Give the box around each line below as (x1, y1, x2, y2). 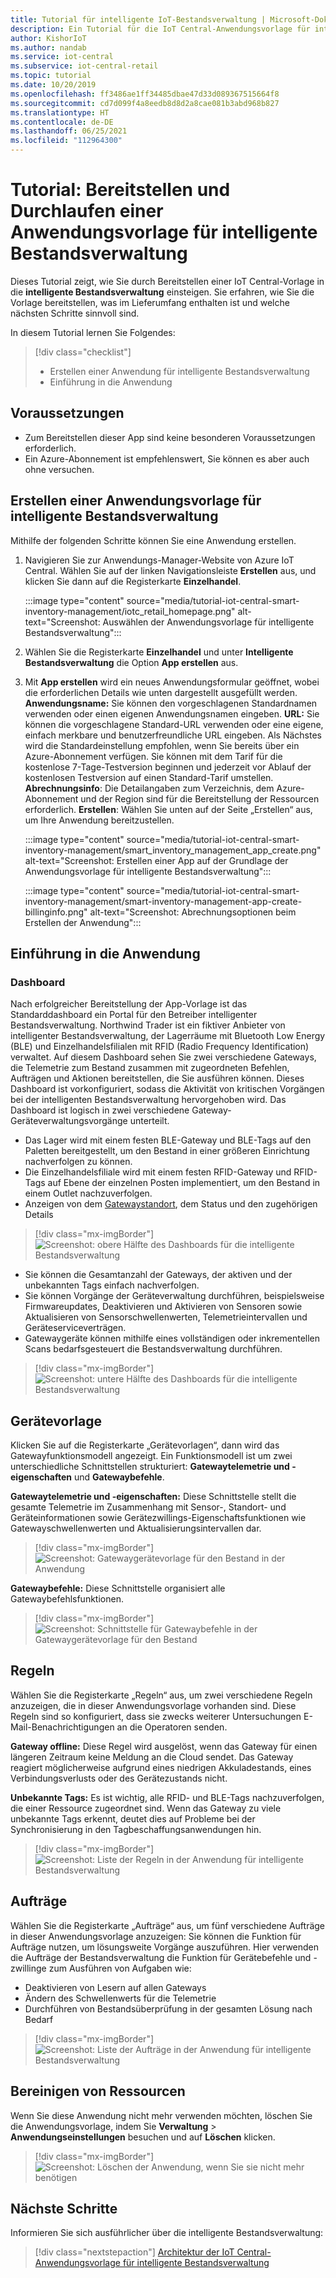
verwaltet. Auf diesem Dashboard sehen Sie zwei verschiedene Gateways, (10, 1051, 317, 1063)
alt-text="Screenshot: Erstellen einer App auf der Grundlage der (24, 854, 289, 866)
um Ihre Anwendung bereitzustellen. (24, 814, 175, 826)
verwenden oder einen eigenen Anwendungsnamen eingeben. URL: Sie (24, 707, 320, 720)
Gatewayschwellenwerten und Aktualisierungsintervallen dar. (10, 1522, 262, 1535)
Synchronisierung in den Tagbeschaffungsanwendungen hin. (10, 1823, 262, 1835)
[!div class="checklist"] (34, 346, 132, 358)
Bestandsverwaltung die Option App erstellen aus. (24, 656, 239, 668)
